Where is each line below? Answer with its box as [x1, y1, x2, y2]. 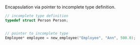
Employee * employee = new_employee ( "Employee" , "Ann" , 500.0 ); [5, 35, 136, 40]
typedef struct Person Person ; [5, 18, 69, 23]
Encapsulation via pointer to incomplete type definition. [5, 4, 116, 10]
